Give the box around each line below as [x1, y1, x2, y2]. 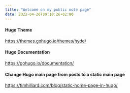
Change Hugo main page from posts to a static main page [5, 71, 125, 77]
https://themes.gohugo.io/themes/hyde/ [5, 38, 87, 44]
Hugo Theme [5, 27, 32, 33]
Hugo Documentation [5, 49, 50, 55]
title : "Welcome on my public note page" [5, 7, 92, 12]
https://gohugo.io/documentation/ [5, 60, 74, 66]
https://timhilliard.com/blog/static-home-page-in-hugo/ [5, 82, 118, 89]
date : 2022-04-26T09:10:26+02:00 [5, 12, 74, 17]
